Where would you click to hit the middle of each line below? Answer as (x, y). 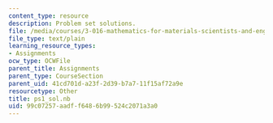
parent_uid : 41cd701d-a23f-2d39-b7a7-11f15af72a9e (96, 83)
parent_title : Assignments (54, 69)
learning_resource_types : (52, 46)
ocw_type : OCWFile (39, 61)
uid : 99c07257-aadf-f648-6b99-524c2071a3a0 (83, 106)
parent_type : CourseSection (56, 76)
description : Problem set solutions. (72, 23)
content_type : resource (49, 16)
